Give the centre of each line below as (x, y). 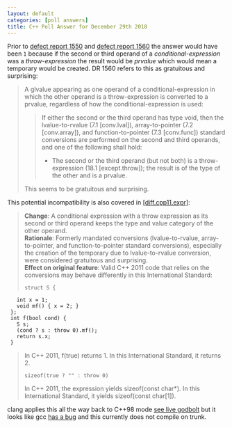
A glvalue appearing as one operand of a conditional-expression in (119, 89)
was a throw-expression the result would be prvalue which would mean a (112, 61)
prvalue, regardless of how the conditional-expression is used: (114, 104)
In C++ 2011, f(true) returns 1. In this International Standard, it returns (122, 356)
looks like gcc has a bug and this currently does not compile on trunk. (107, 417)
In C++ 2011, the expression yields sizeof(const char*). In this (112, 389)
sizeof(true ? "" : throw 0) (66, 376)
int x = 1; (32, 300)
